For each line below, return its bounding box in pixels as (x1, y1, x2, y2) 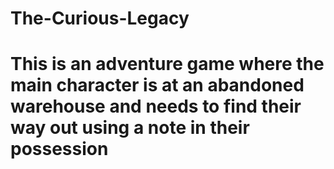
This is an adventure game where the (10, 53, 325, 76)
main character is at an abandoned (10, 74, 305, 97)
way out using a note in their (10, 117, 250, 139)
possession (10, 138, 109, 161)
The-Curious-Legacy (10, 7, 190, 30)
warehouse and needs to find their (10, 95, 302, 118)
